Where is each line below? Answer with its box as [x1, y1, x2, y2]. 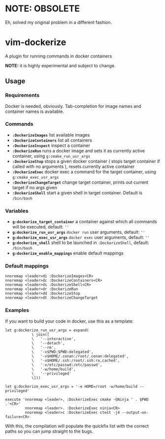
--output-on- [122, 410, 149, 415]
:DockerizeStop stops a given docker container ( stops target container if [12, 158, 160, 164]
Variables [5, 207, 29, 214]
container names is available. [5, 108, 64, 114]
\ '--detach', [31, 341, 65, 345]
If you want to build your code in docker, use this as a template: [5, 318, 134, 324]
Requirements [5, 92, 40, 99]
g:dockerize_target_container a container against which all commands [12, 219, 158, 225]
